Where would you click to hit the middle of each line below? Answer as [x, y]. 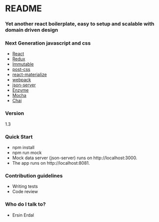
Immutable [23, 64]
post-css [21, 70]
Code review [25, 192]
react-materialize [29, 74]
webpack [21, 80]
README [24, 9]
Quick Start [19, 137]
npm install [23, 147]
